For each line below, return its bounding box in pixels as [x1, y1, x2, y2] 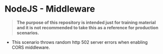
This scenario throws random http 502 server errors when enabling [11, 39, 148, 45]
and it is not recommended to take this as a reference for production [16, 24, 159, 30]
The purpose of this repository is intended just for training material [16, 19, 156, 25]
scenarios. [16, 30, 39, 36]
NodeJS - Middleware [4, 3, 95, 15]
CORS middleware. [11, 44, 50, 50]
